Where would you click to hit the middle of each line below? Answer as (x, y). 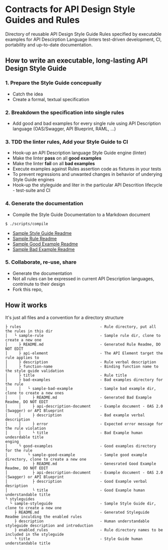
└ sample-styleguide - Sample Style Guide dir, (83, 504)
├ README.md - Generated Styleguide (82, 512)
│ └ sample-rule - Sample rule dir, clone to (83, 335)
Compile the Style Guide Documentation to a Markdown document (81, 214)
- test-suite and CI (31, 190)
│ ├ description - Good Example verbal (76, 481)
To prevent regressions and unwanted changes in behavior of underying (87, 174)
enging (12, 441)
